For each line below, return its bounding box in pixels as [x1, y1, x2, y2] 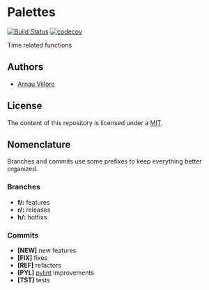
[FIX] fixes [17, 253, 48, 262]
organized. [7, 165, 38, 173]
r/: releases [17, 205, 51, 214]
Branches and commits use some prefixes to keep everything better [7, 157, 202, 166]
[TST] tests [17, 275, 50, 284]
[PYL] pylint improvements [17, 268, 95, 277]
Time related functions [7, 41, 72, 49]
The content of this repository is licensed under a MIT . [7, 118, 163, 126]
